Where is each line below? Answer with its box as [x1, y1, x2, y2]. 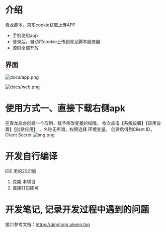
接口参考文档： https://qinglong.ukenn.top [5, 221, 90, 227]
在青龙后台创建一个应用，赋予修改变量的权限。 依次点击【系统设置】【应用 [5, 120, 157, 126]
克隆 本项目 [12, 178, 36, 184]
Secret [18, 132, 32, 138]
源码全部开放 [12, 45, 39, 51]
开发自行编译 [5, 151, 58, 162]
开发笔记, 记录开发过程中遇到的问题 [5, 204, 150, 215]
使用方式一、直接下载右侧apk [5, 103, 126, 114]
